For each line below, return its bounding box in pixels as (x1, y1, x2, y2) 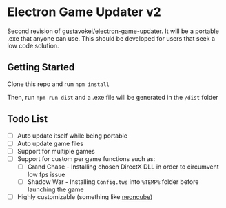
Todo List (7, 113, 48, 125)
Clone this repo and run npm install (7, 80, 110, 88)
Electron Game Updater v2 (7, 4, 162, 20)
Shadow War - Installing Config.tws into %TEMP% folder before (27, 177, 199, 186)
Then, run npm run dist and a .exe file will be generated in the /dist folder (7, 93, 218, 101)
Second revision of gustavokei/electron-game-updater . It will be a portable (7, 27, 219, 35)
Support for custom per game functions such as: (17, 154, 156, 163)
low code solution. (7, 41, 60, 50)
